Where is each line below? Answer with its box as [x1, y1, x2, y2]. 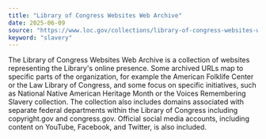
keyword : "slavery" [8, 33, 73, 42]
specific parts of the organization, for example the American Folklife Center [8, 72, 254, 81]
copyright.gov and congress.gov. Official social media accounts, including [8, 114, 249, 123]
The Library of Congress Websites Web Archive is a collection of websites [8, 55, 250, 65]
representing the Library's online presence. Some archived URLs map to [8, 64, 244, 73]
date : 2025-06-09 [8, 19, 66, 27]
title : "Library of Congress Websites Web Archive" [8, 11, 182, 20]
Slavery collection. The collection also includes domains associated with [8, 97, 244, 107]
